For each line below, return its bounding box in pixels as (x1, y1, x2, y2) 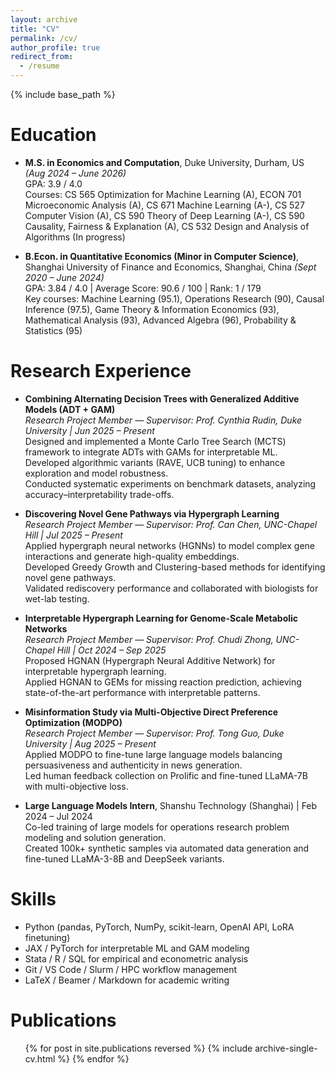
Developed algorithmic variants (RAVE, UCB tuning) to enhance (24, 456, 286, 468)
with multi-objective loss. (24, 780, 129, 792)
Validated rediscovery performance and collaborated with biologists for (24, 582, 319, 594)
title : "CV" (10, 24, 60, 34)
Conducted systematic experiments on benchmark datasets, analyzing (24, 477, 317, 490)
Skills (10, 888, 57, 911)
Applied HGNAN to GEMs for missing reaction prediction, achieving (24, 676, 302, 688)
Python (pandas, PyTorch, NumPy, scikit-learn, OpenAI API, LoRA (24, 921, 295, 933)
